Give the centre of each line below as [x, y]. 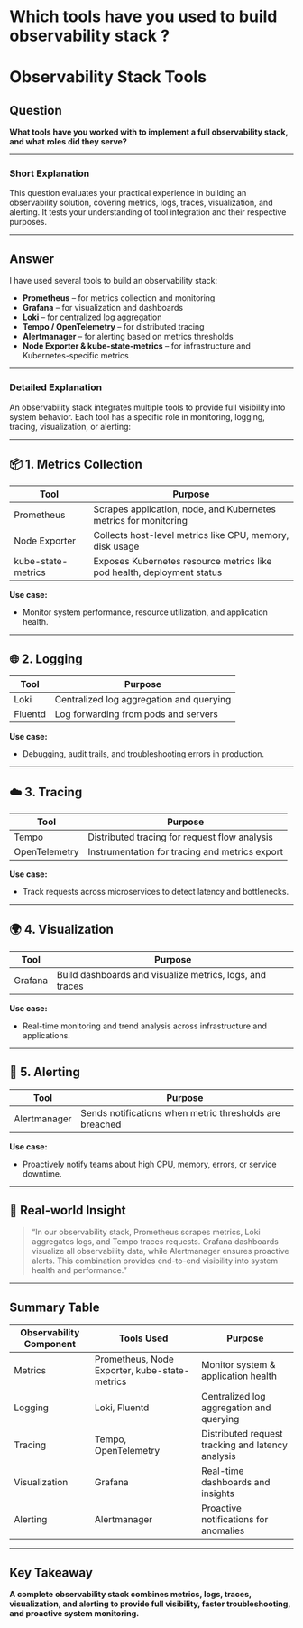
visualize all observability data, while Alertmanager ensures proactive [161, 1251]
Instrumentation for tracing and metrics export [186, 852]
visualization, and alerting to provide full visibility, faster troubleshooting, [150, 1604]
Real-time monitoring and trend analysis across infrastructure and [145, 1026]
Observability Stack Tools [108, 77]
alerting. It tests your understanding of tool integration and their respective [148, 212]
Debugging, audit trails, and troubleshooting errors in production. [143, 754]
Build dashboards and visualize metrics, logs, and [161, 974]
